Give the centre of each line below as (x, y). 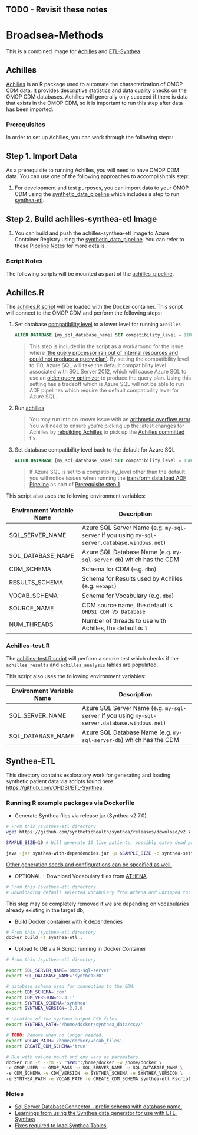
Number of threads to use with (124, 620)
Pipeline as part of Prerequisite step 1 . (75, 484)
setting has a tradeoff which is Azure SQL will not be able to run (107, 384)
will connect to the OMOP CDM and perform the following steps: (84, 313)
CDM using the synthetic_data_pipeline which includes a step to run (97, 194)
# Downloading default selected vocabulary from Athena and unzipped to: (99, 892)
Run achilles (29, 408)
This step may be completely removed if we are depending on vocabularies (98, 904)
